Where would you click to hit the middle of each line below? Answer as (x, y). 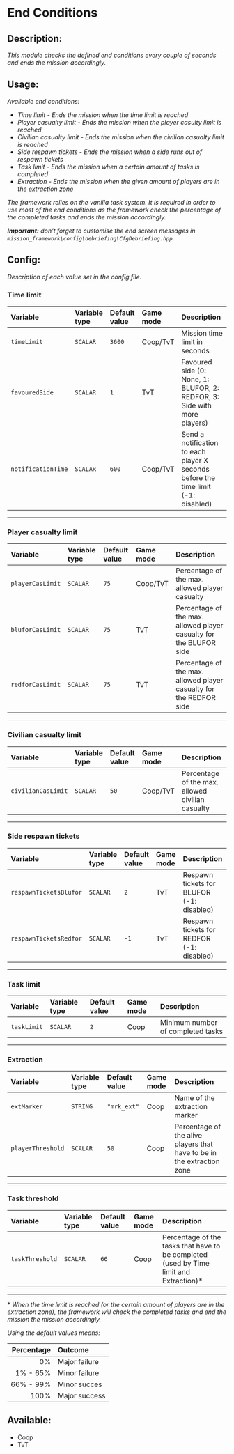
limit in (192, 341)
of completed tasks (192, 1031)
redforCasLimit (36, 685)
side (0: (194, 371)
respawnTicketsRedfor (46, 938)
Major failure (78, 1361)
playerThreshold (38, 1148)
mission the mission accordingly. (54, 1319)
